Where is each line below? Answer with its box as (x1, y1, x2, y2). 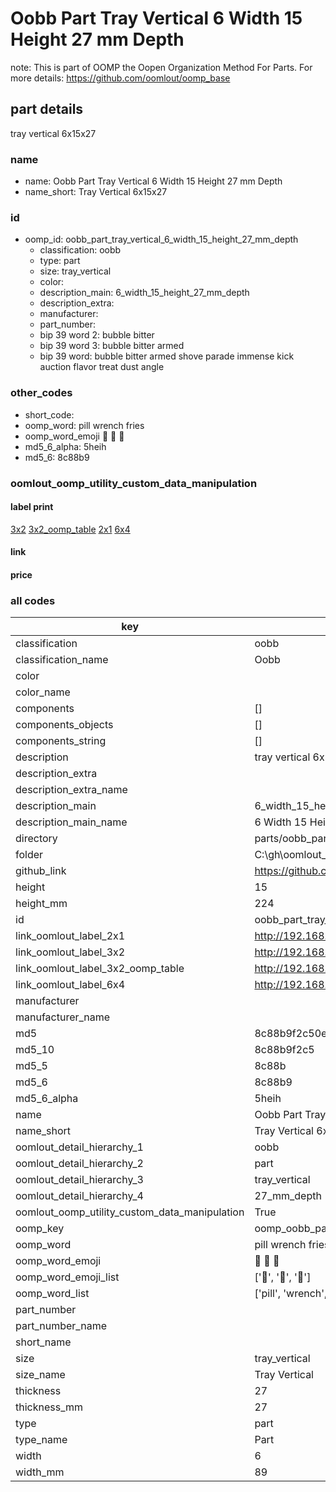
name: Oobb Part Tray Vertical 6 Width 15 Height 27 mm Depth (24, 175, 283, 187)
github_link (15, 864, 67, 878)
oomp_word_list (15, 1287, 90, 1301)
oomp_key (15, 1222, 65, 1236)
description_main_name (15, 815, 128, 829)
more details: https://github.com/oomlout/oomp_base (10, 72, 231, 84)
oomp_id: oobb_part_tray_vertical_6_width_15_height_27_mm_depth (24, 233, 299, 246)
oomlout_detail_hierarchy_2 (15, 1157, 144, 1171)
